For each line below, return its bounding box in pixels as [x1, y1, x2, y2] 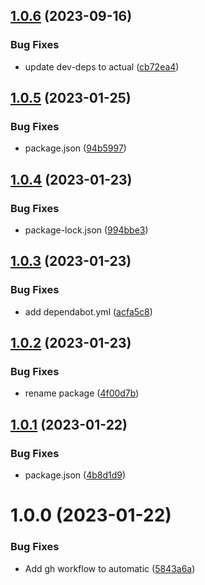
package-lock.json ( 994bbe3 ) [24, 224, 149, 236]
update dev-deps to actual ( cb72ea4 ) [24, 60, 180, 73]
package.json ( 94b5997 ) [24, 142, 127, 154]
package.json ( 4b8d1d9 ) [24, 469, 127, 481]
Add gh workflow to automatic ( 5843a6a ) [24, 562, 196, 574]
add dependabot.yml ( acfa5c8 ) [24, 305, 153, 318]
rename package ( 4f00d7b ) [24, 387, 140, 399]
